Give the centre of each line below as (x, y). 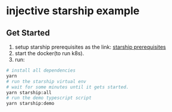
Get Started (28, 33)
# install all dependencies (41, 71)
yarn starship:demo (30, 104)
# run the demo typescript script (49, 98)
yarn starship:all (29, 92)
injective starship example (73, 11)
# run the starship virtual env (46, 81)
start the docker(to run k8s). (49, 53)
